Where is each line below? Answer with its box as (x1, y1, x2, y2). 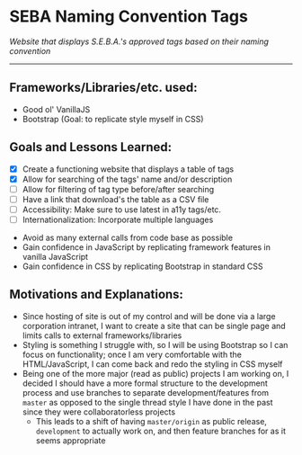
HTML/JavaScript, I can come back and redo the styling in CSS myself (22, 358, 283, 370)
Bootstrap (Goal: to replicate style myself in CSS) (22, 113, 204, 124)
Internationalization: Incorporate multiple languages (22, 214, 214, 225)
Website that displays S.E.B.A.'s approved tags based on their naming (9, 36, 270, 47)
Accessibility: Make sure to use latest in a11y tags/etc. (22, 204, 222, 215)
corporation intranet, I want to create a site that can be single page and (22, 320, 286, 331)
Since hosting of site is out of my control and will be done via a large (22, 310, 276, 321)
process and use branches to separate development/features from (22, 387, 270, 397)
